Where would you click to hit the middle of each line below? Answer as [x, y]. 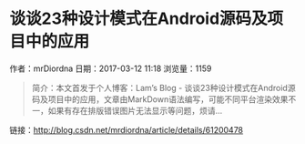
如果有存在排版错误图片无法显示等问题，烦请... [135, 110]
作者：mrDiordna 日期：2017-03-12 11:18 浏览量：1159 [111, 68]
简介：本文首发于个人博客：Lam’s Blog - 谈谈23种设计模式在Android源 [163, 87]
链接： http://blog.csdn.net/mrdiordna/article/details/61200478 [127, 129]
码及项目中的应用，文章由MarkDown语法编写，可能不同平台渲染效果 [160, 99]
